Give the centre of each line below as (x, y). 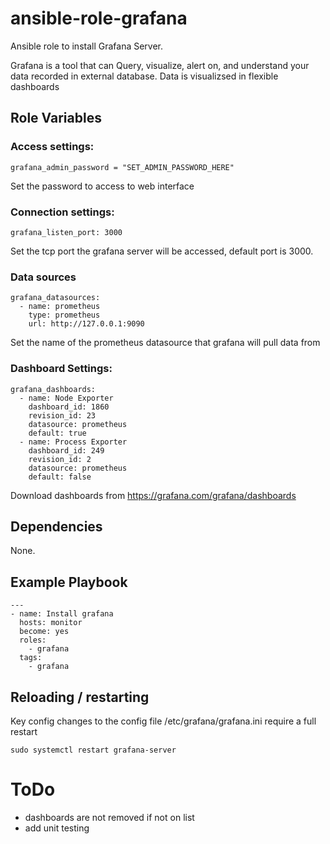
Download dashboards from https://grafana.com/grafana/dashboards (153, 495)
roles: (33, 640)
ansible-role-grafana (99, 18)
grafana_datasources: (55, 298)
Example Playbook (69, 582)
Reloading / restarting (80, 697)
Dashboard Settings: (61, 369)
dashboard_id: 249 (66, 450)
